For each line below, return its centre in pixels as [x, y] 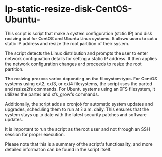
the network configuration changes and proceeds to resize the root [73, 64]
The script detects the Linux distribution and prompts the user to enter [77, 53]
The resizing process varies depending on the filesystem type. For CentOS [81, 78]
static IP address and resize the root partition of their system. [67, 43]
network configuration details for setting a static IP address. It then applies [81, 58]
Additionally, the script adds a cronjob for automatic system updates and [79, 104]
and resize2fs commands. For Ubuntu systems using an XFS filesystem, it [80, 89]
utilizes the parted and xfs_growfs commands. [52, 94]
